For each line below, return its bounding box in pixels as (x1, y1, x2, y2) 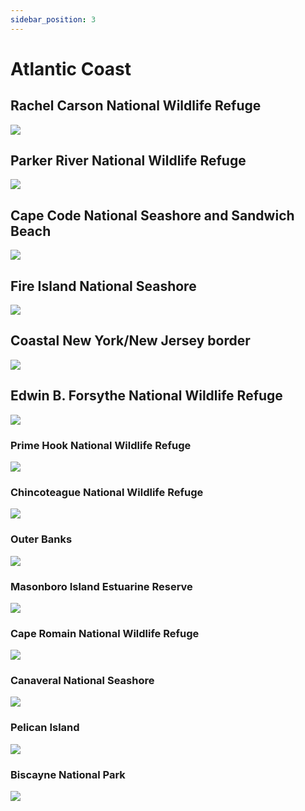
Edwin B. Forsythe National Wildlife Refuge (10, 387, 283, 405)
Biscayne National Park (10, 767, 126, 781)
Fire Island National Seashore (10, 277, 197, 295)
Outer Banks (10, 532, 73, 546)
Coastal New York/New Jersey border (10, 332, 251, 350)
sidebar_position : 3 (10, 14, 97, 25)
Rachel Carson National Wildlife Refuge (10, 97, 262, 115)
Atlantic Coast (10, 57, 132, 80)
